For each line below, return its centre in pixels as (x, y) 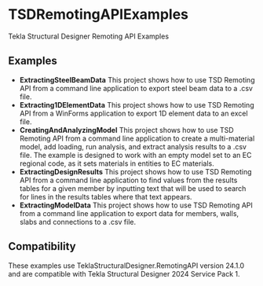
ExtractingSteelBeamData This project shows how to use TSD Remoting (137, 79)
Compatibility (42, 246)
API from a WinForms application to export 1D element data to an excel (134, 113)
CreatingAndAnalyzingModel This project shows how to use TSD (126, 130)
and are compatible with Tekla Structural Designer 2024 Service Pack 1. (124, 273)
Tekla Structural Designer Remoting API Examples (89, 36)
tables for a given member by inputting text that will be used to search (133, 188)
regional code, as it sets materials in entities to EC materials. (117, 163)
